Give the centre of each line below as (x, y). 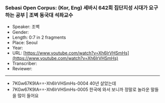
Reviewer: (22, 69)
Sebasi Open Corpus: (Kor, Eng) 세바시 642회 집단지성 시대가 (76, 7)
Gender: (20, 32)
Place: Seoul (25, 43)
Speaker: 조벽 (26, 27)
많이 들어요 (28, 96)
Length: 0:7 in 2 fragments (39, 37)
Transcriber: (25, 64)
